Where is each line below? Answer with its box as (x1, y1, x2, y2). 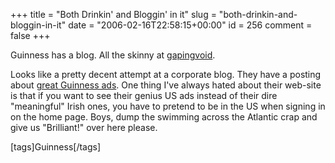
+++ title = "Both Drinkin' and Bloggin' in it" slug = (10, 9, 217, 20)
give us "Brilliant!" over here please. (10, 122, 158, 133)
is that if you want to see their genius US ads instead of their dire (10, 90, 278, 101)
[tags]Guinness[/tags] (10, 141, 102, 153)
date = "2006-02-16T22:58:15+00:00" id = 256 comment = (68, 19, 313, 31)
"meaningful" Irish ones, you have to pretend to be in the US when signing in (10, 100, 326, 112)
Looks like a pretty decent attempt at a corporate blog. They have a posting (10, 69, 322, 80)
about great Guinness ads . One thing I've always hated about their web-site (10, 79, 322, 91)
